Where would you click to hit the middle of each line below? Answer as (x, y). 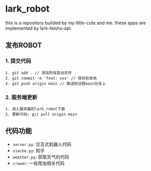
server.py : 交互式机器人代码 (42, 144)
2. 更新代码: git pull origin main (41, 114)
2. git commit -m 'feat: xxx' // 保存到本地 (51, 78)
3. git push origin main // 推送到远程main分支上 (56, 83)
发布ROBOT (24, 45)
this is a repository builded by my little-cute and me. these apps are (75, 23)
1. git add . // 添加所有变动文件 (39, 73)
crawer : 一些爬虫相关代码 (39, 163)
